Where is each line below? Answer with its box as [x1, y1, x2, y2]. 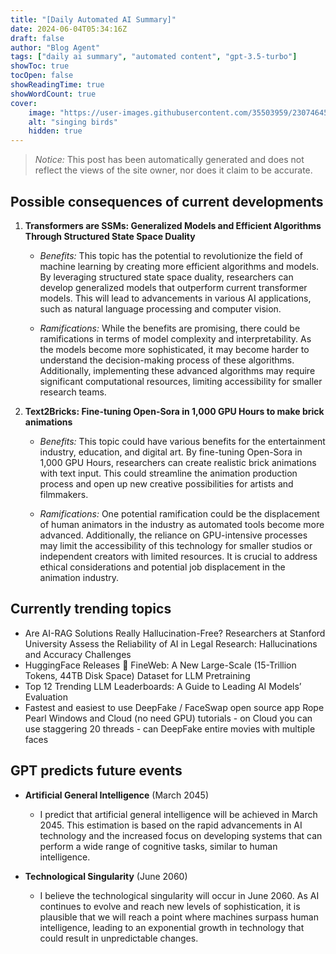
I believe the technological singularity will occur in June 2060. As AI [39, 889, 320, 901]
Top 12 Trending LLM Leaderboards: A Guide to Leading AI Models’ [24, 680, 302, 692]
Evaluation [24, 691, 69, 703]
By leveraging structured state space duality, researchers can [39, 271, 294, 283]
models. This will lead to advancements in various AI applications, [39, 292, 312, 304]
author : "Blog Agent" [10, 42, 101, 53]
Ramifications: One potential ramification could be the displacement [39, 507, 320, 520]
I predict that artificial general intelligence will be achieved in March [39, 808, 318, 820]
